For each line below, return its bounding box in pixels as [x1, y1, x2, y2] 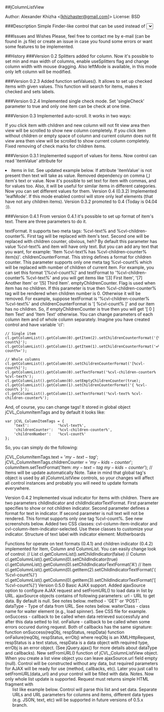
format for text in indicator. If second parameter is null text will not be [5, 511, 144, 516]
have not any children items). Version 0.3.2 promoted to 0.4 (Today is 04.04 [5, 198, 158, 204]
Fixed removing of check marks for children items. [5, 143, 106, 149]
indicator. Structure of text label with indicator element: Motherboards [5, 531, 145, 537]
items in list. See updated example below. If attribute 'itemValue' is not [11, 168, 152, 173]
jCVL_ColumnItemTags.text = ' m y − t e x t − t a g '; [5, 454, 99, 460]
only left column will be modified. [5, 69, 72, 74]
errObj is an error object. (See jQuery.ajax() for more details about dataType [5, 645, 158, 651]
